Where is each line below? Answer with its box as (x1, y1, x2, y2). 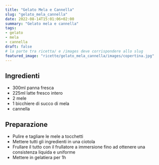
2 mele (12, 95, 27, 102)
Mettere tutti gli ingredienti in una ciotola (12, 139, 95, 144)
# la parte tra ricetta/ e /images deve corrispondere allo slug (5, 49, 143, 54)
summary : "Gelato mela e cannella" (5, 21, 79, 26)
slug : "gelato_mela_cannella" (5, 12, 68, 17)
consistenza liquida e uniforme (12, 149, 76, 155)
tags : (5, 26, 16, 31)
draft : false (5, 44, 32, 49)
